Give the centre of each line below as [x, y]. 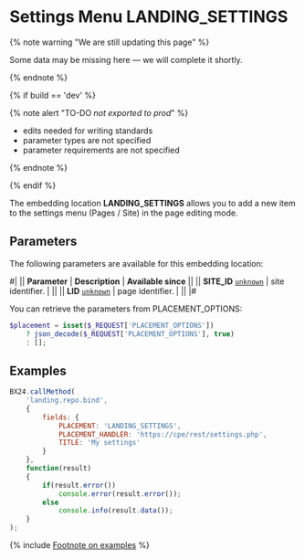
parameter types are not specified [87, 140]
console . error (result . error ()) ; [120, 494]
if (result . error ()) [79, 485]
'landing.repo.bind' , [67, 401]
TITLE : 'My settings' [100, 443]
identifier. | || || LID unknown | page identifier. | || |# [103, 290]
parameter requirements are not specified [101, 150]
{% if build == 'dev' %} [53, 95]
